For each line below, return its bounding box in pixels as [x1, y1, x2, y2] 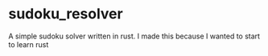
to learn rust [8, 39, 49, 49]
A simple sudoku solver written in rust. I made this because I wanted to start [8, 31, 260, 41]
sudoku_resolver [8, 5, 123, 23]
